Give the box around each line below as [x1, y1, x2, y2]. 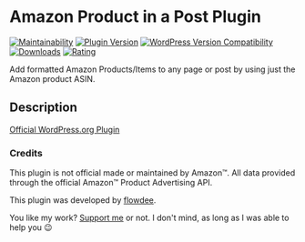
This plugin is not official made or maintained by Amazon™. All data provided [9, 167, 296, 178]
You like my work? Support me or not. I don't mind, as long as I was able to [9, 212, 290, 224]
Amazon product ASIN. [9, 73, 96, 84]
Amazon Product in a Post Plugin [9, 6, 261, 27]
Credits [9, 146, 43, 159]
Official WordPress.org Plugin [9, 124, 120, 135]
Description [9, 100, 77, 116]
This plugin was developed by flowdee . [9, 195, 157, 206]
